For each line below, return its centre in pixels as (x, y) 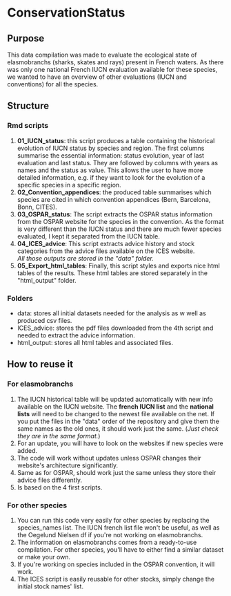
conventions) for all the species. (53, 84)
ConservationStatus (66, 13)
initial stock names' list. (50, 586)
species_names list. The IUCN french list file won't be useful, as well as (118, 528)
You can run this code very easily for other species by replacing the (113, 520)
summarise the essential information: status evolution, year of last (111, 155)
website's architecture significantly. (68, 465)
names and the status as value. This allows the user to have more (110, 170)
